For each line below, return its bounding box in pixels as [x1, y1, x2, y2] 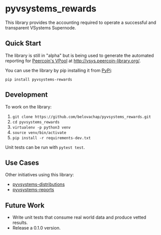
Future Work [5, 201, 45, 210]
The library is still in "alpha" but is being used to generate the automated [5, 52, 154, 58]
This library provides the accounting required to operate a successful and [5, 19, 157, 25]
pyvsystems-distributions [12, 181, 65, 187]
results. [12, 220, 28, 226]
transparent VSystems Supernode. [5, 24, 76, 30]
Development [5, 91, 48, 99]
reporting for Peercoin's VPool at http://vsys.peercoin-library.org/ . [5, 58, 141, 64]
